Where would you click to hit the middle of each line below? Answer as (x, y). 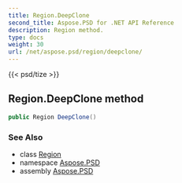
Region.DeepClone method (76, 99)
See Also (26, 137)
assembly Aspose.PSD (56, 170)
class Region (40, 154)
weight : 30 (26, 45)
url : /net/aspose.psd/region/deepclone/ (76, 52)
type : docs (26, 37)
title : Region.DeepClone (49, 15)
